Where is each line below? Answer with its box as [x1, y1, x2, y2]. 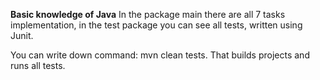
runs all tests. [10, 60, 66, 71]
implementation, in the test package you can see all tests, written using [10, 19, 303, 31]
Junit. [10, 30, 34, 41]
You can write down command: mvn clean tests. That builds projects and [10, 49, 310, 61]
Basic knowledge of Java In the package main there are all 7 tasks [10, 9, 286, 20]
